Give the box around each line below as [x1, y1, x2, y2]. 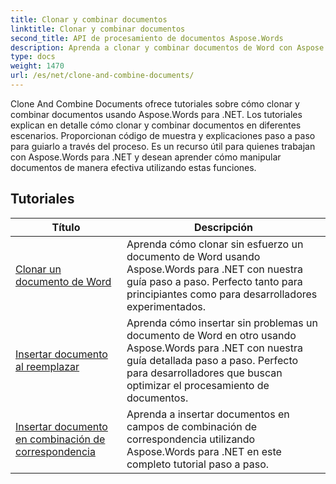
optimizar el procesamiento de [126, 378, 270, 392]
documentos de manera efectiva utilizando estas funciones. [10, 161, 257, 173]
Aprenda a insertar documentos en [126, 407, 290, 421]
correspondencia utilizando [126, 432, 256, 446]
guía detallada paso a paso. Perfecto [126, 353, 299, 367]
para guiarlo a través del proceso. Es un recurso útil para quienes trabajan [10, 140, 316, 152]
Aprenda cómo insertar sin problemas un [126, 316, 318, 330]
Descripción [193, 220, 253, 234]
